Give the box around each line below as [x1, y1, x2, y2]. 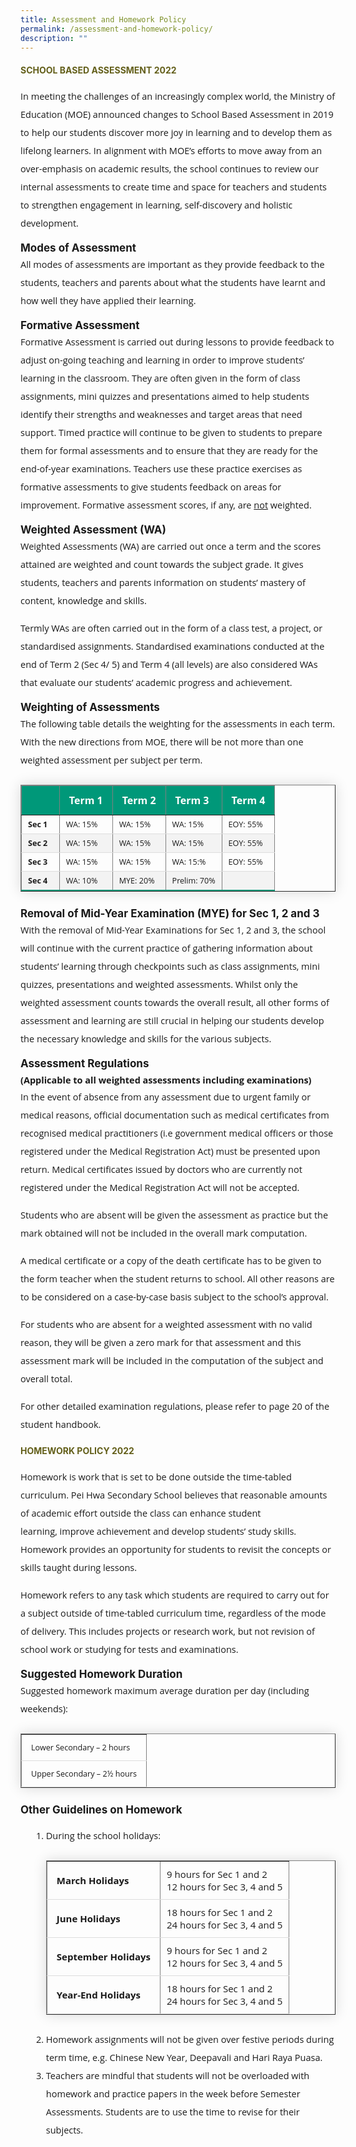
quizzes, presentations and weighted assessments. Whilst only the [20, 977, 298, 991]
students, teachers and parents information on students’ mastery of [20, 576, 306, 589]
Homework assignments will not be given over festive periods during [45, 2032, 335, 2046]
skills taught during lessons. [20, 1561, 138, 1574]
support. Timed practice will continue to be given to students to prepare [20, 426, 323, 439]
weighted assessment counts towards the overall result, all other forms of [20, 996, 330, 1009]
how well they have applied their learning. [20, 294, 197, 307]
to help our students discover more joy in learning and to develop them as [20, 126, 333, 139]
